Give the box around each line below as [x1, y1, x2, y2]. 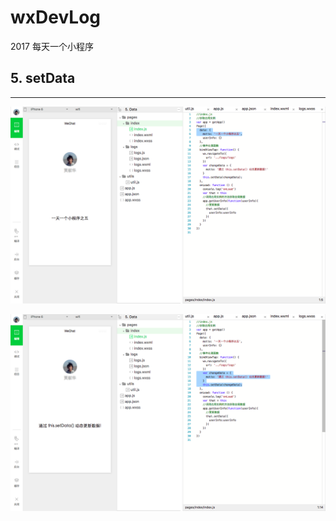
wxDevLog [10, 6, 101, 29]
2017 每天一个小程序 [10, 40, 94, 52]
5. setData [10, 70, 76, 87]
